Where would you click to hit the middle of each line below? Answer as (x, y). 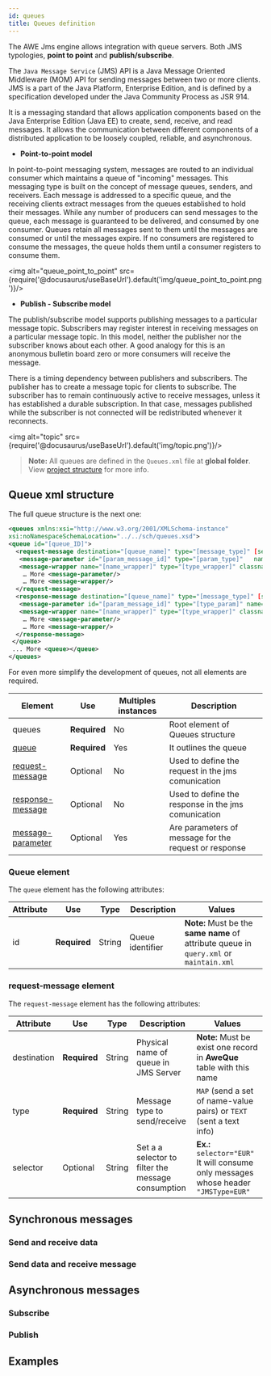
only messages (225, 1172)
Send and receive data (53, 1242)
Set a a (150, 1147)
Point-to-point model (56, 154)
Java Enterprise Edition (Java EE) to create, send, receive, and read (120, 120)
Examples (33, 1361)
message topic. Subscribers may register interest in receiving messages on (133, 327)
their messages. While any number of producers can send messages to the (133, 212)
